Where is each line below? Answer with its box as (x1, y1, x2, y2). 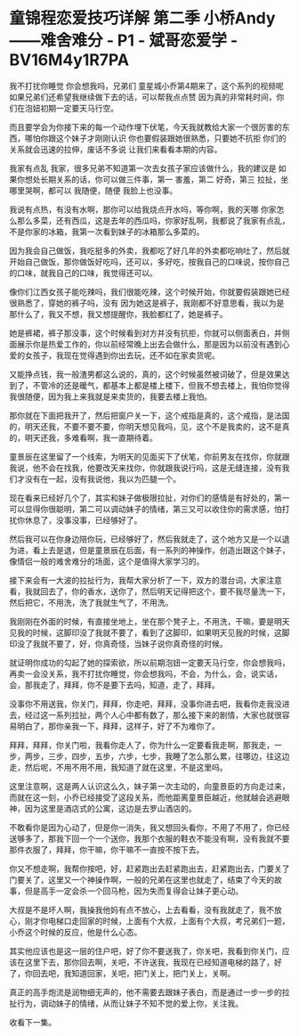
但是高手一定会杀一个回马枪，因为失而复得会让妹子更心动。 (24, 885, 243, 896)
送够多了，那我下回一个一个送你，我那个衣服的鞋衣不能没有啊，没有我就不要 (9, 833, 290, 844)
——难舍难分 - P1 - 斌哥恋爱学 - (9, 30, 238, 51)
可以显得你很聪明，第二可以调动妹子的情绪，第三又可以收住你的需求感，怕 (9, 503, 282, 514)
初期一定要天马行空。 (39, 102, 118, 113)
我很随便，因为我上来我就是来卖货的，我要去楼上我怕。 (9, 391, 212, 402)
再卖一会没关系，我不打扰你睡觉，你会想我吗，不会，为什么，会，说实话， (9, 668, 282, 679)
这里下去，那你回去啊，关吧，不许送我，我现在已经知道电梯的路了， (24, 957, 274, 967)
